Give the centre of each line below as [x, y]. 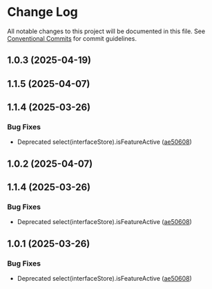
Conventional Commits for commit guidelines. [72, 38]
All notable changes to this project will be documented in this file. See [106, 31]
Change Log [42, 12]
